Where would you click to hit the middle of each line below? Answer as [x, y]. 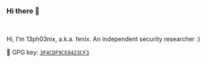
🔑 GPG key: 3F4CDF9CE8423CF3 [48, 52]
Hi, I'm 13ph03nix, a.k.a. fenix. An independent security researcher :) [103, 39]
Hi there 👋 [23, 11]
